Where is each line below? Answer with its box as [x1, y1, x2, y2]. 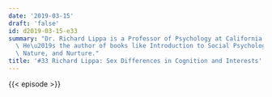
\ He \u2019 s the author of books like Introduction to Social [15, 42, 230, 50]
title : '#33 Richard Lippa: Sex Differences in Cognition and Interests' [8, 57, 263, 65]
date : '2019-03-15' [8, 11, 74, 20]
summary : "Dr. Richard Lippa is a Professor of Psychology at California [8, 34, 263, 43]
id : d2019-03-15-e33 [8, 27, 79, 35]
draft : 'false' [8, 19, 60, 27]
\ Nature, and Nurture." [15, 49, 100, 57]
